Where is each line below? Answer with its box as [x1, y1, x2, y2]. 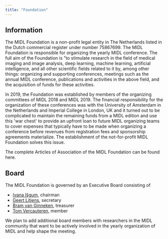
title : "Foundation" [5, 7, 49, 13]
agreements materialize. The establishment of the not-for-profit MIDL [5, 134, 148, 140]
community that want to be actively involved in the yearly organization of [5, 223, 155, 229]
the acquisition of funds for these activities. [5, 82, 95, 88]
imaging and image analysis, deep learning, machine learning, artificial [5, 61, 151, 67]
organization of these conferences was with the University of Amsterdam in [5, 102, 161, 108]
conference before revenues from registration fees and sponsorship [5, 129, 145, 135]
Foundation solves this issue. [5, 139, 65, 145]
